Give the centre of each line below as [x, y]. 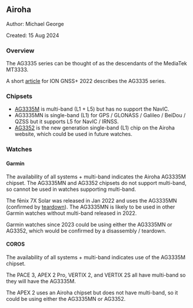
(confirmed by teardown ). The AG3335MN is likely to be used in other [91, 207]
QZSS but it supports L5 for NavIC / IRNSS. [66, 122]
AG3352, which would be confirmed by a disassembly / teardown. [86, 231]
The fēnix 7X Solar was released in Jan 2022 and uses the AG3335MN [92, 200]
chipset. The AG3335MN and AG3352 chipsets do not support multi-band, [96, 183]
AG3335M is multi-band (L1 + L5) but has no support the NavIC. [92, 109]
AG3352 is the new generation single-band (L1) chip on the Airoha [95, 128]
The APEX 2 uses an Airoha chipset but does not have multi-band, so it [92, 292]
